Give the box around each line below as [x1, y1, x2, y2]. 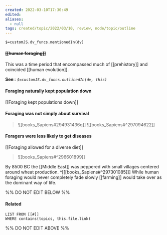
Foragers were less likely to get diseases [5, 133, 92, 139]
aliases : [5, 17, 24, 22]
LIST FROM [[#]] [5, 212, 39, 217]
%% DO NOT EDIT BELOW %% [5, 189, 70, 195]
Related [5, 201, 22, 207]
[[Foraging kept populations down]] [5, 99, 79, 105]
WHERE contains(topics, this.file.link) [5, 216, 91, 221]
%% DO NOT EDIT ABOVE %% [5, 225, 69, 231]
